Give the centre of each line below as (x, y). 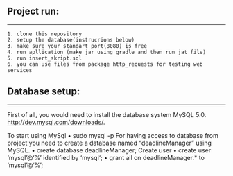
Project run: (33, 11)
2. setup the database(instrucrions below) (71, 40)
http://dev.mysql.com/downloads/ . (56, 122)
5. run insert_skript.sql (44, 58)
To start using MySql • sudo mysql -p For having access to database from (113, 135)
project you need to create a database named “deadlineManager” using (109, 143)
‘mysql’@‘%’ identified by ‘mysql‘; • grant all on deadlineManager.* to (106, 157)
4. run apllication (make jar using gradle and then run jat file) (107, 52)
